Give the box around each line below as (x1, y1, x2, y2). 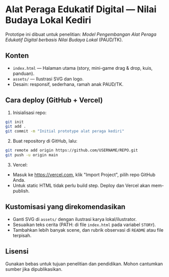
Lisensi (5, 247, 29, 256)
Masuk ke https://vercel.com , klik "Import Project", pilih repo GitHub (12, 172, 156, 178)
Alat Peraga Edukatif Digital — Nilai (5, 4, 157, 15)
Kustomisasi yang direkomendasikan (5, 203, 126, 211)
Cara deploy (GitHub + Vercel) (5, 96, 103, 105)
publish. (12, 187, 30, 194)
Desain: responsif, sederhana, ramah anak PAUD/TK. (12, 81, 124, 87)
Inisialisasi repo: (12, 109, 47, 116)
